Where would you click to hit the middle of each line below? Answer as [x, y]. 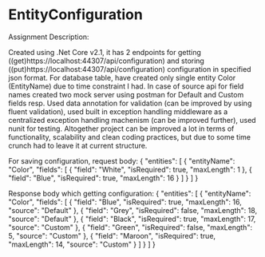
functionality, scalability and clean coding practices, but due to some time [130, 136]
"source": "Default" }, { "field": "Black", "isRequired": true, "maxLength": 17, [132, 219]
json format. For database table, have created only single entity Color [122, 77]
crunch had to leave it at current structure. [78, 145]
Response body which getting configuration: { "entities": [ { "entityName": [130, 193]
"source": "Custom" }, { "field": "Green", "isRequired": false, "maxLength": [131, 227]
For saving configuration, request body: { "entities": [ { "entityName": [122, 160]
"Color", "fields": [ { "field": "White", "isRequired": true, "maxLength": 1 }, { [131, 169]
